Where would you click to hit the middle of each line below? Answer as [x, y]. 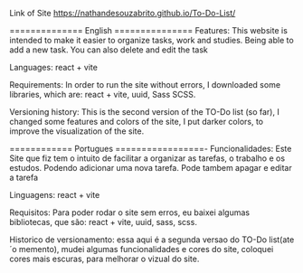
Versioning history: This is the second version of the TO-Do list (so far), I [145, 112]
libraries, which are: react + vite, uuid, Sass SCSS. [103, 94]
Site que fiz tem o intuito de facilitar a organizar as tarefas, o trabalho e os [147, 158]
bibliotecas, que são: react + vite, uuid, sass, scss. [103, 222]
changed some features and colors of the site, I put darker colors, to [137, 122]
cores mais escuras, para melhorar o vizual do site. [104, 259]
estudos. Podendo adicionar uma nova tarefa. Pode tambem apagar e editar [151, 168]
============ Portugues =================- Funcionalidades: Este [151, 149]
